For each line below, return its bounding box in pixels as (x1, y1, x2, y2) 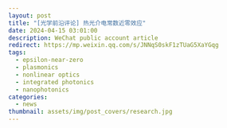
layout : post (8, 11, 52, 20)
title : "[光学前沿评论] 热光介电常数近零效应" (8, 19, 147, 27)
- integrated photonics (15, 78, 94, 86)
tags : (8, 48, 26, 56)
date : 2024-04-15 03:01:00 (8, 26, 98, 34)
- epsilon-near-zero (15, 56, 84, 64)
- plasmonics (15, 64, 59, 72)
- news (15, 100, 37, 108)
